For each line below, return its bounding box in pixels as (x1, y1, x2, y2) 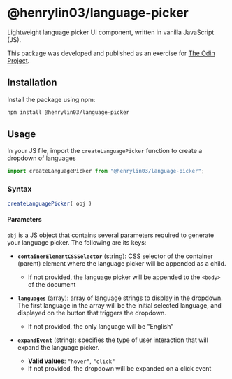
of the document (27, 280, 76, 288)
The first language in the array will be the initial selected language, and (17, 301, 222, 309)
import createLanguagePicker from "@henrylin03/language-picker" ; (7, 168, 205, 175)
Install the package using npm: (7, 95, 96, 103)
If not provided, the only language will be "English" (27, 322, 174, 330)
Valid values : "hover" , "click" (27, 357, 115, 365)
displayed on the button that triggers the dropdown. (17, 308, 166, 317)
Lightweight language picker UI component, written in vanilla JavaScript (7, 28, 215, 36)
